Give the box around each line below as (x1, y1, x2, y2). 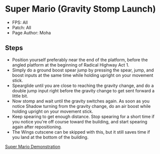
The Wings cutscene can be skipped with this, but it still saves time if (12, 129, 150, 135)
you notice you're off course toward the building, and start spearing (12, 119, 148, 124)
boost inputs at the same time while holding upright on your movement (12, 72, 154, 78)
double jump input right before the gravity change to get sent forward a (12, 87, 155, 93)
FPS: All (12, 19, 28, 25)
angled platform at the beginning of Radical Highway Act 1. (12, 62, 129, 68)
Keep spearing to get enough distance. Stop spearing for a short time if (12, 113, 155, 120)
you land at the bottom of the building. (12, 134, 89, 140)
